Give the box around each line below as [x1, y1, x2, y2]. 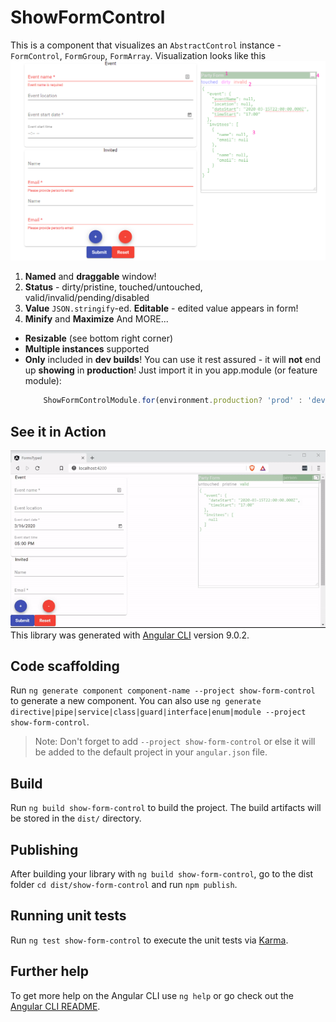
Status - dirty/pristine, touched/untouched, [24, 281, 203, 293]
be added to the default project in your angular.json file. [34, 746, 268, 758]
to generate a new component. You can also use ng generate [10, 695, 262, 707]
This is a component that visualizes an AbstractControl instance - [10, 39, 282, 51]
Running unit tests [10, 907, 127, 925]
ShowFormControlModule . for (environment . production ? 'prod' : [43, 396, 303, 406]
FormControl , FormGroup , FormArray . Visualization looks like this [10, 49, 267, 61]
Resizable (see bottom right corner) [24, 332, 174, 345]
